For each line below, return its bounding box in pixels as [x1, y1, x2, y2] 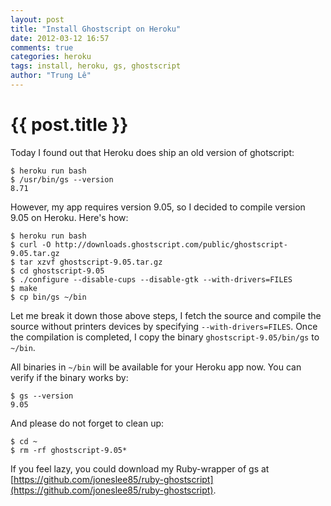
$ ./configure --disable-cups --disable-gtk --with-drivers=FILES [10, 274, 293, 285]
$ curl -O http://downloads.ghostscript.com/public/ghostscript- [10, 239, 288, 250]
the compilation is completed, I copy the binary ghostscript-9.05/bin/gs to [10, 331, 320, 343]
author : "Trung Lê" [10, 71, 92, 81]
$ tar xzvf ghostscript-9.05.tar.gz [10, 257, 163, 267]
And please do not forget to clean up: [10, 417, 165, 429]
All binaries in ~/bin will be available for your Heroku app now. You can [10, 361, 302, 373]
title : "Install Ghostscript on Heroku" [10, 24, 182, 34]
